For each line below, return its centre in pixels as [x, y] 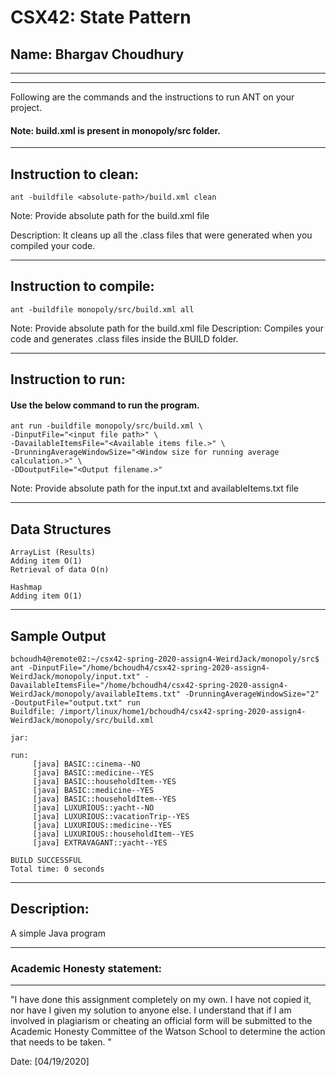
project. [26, 107]
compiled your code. [53, 246]
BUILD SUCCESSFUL [46, 861]
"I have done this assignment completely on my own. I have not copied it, [161, 1000]
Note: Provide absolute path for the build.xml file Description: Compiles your [167, 328]
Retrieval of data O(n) [60, 570]
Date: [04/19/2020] [50, 1062]
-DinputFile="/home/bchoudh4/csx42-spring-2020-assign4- [149, 668]
